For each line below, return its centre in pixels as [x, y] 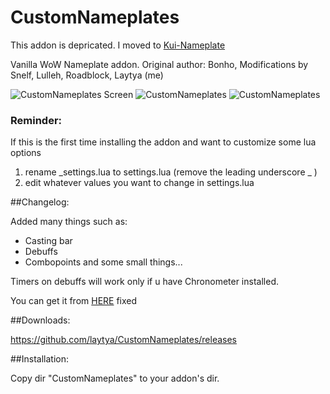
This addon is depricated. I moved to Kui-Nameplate [118, 45]
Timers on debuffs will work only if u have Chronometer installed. [144, 282]
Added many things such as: [69, 222]
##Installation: [39, 359]
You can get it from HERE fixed [74, 301]
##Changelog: [40, 202]
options [26, 153]
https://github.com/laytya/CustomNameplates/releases [124, 340]
